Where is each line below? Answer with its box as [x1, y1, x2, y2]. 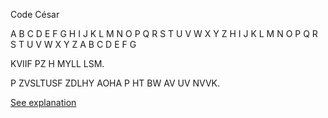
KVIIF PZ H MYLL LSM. [10, 58, 105, 69]
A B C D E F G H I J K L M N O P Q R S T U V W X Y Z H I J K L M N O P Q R [10, 28, 318, 39]
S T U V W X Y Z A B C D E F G [10, 39, 137, 50]
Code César [10, 9, 60, 20]
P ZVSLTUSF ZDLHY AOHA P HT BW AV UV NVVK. [10, 77, 221, 89]
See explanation [10, 97, 77, 108]
